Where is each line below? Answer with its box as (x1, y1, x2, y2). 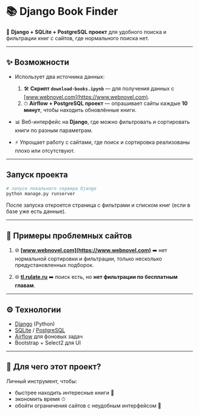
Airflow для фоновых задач (14, 333, 83, 340)
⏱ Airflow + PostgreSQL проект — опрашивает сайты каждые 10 (23, 99, 188, 107)
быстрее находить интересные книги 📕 (14, 389, 114, 396)
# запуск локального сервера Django (6, 185, 97, 191)
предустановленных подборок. (14, 262, 94, 269)
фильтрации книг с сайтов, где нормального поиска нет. (6, 34, 149, 41)
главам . (14, 282, 36, 289)
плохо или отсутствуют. (14, 147, 75, 154)
